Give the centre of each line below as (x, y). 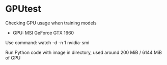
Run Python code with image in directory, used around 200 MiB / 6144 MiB (83, 52)
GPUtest (23, 9)
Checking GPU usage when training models (51, 23)
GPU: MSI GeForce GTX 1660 (43, 32)
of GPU (13, 58)
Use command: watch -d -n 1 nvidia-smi (47, 42)
